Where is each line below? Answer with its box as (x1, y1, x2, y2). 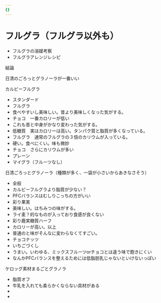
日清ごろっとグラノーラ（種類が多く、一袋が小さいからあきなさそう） (5, 169, 150, 175)
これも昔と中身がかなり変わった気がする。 (12, 121, 100, 127)
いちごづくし (12, 243, 39, 249)
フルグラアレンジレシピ (12, 54, 61, 60)
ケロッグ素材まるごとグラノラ (5, 266, 66, 272)
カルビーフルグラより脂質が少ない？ (12, 186, 87, 192)
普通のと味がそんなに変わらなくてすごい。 (12, 230, 100, 236)
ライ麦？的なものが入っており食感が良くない (12, 211, 104, 217)
